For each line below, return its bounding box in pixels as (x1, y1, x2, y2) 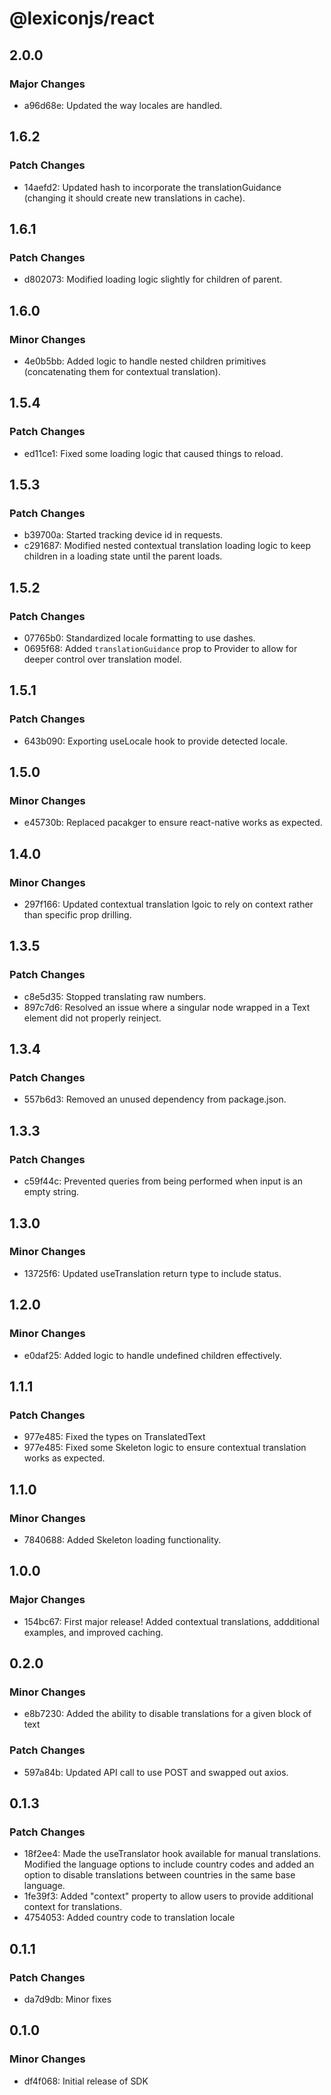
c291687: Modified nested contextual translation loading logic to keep (23, 540, 312, 552)
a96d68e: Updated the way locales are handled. (23, 99, 223, 111)
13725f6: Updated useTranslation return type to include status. (23, 1267, 282, 1279)
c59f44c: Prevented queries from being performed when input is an (23, 1175, 303, 1187)
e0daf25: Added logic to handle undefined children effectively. (23, 1349, 282, 1361)
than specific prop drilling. (23, 909, 132, 921)
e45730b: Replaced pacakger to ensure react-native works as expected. (23, 817, 323, 829)
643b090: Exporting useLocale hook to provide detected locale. (23, 735, 288, 747)
